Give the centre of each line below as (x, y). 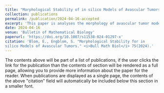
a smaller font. (20, 86)
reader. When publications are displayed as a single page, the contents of (79, 75)
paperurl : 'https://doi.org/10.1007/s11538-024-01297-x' (64, 37)
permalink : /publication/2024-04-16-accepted (52, 19)
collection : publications (31, 14)
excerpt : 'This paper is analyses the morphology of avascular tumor (77, 23)
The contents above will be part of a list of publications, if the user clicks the (82, 60)
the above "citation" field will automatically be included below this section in (82, 81)
